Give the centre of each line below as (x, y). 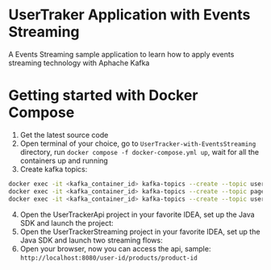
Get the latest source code (64, 135)
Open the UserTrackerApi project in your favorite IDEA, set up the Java (138, 214)
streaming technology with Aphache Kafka (79, 63)
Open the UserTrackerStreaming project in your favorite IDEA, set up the (140, 231)
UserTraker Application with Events (129, 15)
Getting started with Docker (103, 96)
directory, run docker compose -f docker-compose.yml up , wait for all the (140, 152)
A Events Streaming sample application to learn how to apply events (121, 54)
